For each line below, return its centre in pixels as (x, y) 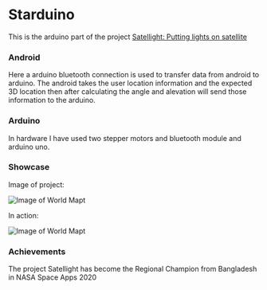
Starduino (41, 15)
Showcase (29, 167)
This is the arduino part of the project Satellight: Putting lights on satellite (128, 37)
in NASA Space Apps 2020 (53, 277)
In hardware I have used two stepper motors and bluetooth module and (125, 138)
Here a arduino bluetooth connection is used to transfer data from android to (134, 75)
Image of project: (37, 184)
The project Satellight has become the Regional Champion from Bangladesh (133, 269)
